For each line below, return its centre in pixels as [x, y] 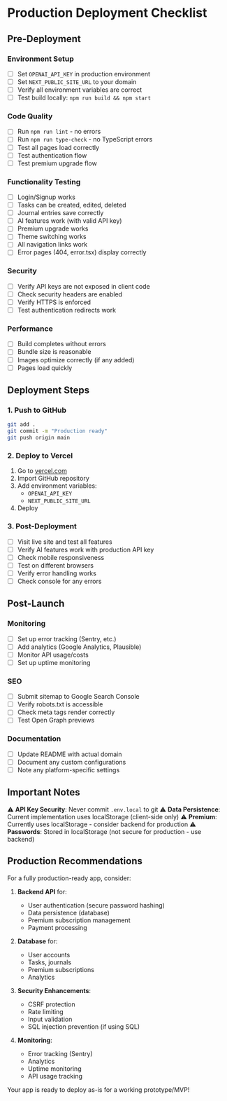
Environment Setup [41, 59]
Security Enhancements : [54, 990]
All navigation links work [52, 245]
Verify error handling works [57, 573]
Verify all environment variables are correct [80, 90]
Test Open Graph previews [56, 720]
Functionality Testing [44, 182]
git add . [22, 425]
